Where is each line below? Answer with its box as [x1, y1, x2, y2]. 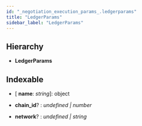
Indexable [6, 75, 44, 85]
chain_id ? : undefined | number [14, 102, 92, 108]
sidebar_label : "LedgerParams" [6, 20, 84, 25]
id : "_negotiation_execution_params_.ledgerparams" [6, 8, 137, 15]
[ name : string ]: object [14, 90, 70, 97]
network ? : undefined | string [14, 113, 87, 120]
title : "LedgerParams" [6, 14, 62, 20]
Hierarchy [6, 41, 44, 51]
